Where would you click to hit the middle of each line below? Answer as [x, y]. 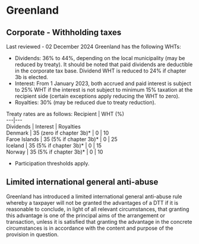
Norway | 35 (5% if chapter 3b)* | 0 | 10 [55, 152]
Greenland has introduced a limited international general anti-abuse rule [94, 196]
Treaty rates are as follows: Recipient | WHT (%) [65, 114]
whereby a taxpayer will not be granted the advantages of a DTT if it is [92, 202]
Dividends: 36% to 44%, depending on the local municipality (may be [100, 58]
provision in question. [33, 234]
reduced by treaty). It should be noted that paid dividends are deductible [104, 64]
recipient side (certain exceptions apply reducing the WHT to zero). [97, 96]
